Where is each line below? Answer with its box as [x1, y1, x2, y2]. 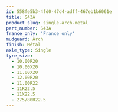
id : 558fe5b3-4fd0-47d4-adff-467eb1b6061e [6, 8, 112, 15]
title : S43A [6, 14, 35, 20]
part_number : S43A [6, 25, 51, 31]
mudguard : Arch [6, 36, 44, 42]
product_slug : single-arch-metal [6, 20, 88, 25]
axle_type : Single [6, 47, 51, 53]
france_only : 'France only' [6, 31, 76, 37]
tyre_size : [6, 53, 33, 59]
